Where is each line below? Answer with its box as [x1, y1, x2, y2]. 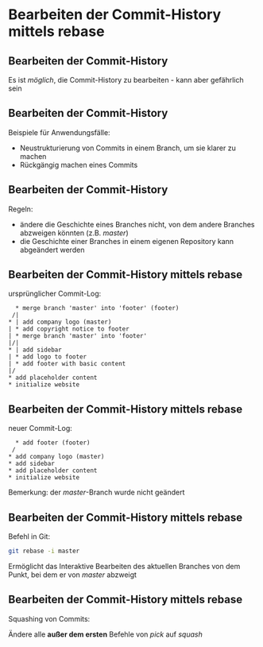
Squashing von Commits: [8, 614, 91, 623]
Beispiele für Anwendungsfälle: [8, 127, 110, 137]
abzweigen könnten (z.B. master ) [19, 228, 129, 238]
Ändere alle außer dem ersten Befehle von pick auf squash [8, 630, 203, 639]
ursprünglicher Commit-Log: [8, 289, 102, 299]
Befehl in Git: [8, 532, 50, 541]
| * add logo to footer [8, 353, 87, 361]
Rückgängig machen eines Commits [19, 160, 138, 169]
